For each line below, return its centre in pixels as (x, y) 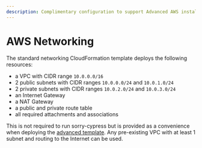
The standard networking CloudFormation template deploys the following (97, 58)
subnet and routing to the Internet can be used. (65, 138)
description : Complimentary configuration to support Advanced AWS (93, 12)
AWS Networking (50, 41)
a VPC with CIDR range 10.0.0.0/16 (59, 76)
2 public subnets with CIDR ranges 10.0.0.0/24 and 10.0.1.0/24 (94, 82)
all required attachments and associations (67, 114)
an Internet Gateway (40, 95)
